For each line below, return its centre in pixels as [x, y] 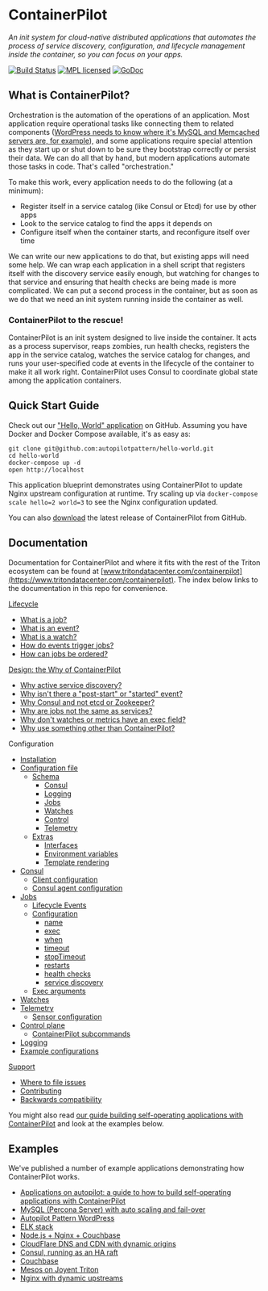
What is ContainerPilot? [69, 96]
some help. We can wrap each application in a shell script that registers [127, 265]
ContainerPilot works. [44, 1177]
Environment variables [81, 853]
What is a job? [43, 619]
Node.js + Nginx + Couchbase [70, 1235]
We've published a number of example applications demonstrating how [126, 1168]
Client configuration [65, 879]
